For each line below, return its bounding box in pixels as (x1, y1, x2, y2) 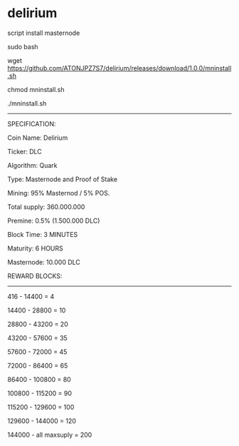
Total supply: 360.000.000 (7, 202, 85, 211)
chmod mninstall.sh (7, 85, 65, 93)
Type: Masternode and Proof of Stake (7, 175, 118, 183)
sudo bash (7, 42, 38, 51)
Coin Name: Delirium (7, 133, 68, 142)
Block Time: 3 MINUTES (7, 230, 78, 238)
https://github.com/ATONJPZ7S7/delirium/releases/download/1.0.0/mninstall (7, 64, 232, 72)
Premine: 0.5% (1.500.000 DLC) (7, 216, 100, 225)
